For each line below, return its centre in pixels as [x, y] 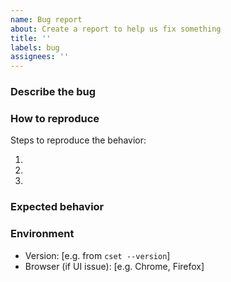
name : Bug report [46, 19]
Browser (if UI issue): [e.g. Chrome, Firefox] [114, 266]
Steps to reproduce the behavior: [78, 140]
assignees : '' [40, 57]
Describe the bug [53, 92]
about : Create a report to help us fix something [116, 29]
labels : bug [35, 47]
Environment [42, 234]
